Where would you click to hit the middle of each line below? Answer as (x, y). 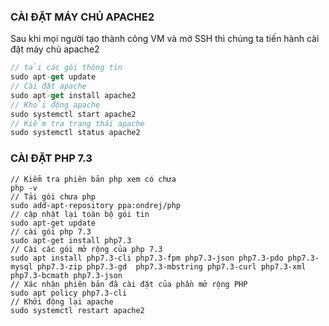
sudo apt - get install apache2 (73, 95)
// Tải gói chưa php (53, 196)
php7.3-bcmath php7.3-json (66, 275)
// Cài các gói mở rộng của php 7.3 (86, 249)
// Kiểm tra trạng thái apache (77, 123)
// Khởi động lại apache (62, 301)
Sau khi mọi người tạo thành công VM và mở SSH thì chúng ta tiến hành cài (165, 39)
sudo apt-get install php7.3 (71, 240)
